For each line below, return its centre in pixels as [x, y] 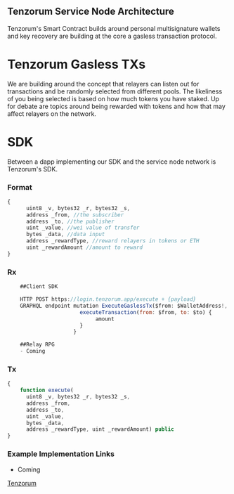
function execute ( [47, 390]
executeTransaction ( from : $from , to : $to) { [146, 312]
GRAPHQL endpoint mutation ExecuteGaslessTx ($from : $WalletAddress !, [124, 306]
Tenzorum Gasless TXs [77, 64]
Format [20, 187]
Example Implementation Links [61, 454]
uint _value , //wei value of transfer [83, 228]
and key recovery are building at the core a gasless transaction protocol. [112, 36]
